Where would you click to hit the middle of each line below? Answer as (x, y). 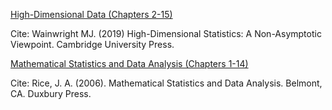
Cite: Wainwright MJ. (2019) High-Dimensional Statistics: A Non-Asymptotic (166, 33)
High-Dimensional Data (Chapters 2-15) (91, 14)
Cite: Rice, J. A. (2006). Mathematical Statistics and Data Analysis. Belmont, (166, 83)
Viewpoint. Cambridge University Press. (92, 44)
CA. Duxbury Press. (51, 93)
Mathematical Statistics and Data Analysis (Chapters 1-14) (129, 63)
